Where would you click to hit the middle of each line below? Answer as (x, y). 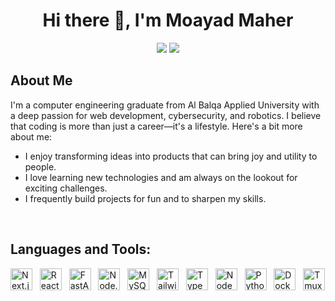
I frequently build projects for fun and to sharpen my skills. (145, 198)
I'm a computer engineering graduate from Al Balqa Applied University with (165, 105)
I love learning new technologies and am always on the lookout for (161, 177)
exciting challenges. (66, 188)
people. (40, 166)
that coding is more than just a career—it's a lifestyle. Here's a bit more (156, 126)
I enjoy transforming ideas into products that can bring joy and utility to (171, 156)
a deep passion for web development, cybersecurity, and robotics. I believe (166, 115)
